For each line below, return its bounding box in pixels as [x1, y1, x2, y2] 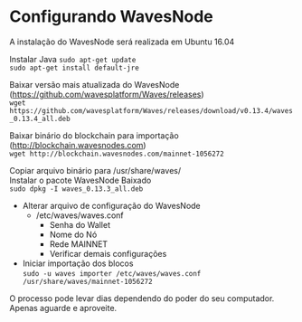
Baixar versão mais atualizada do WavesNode [9, 79, 180, 90]
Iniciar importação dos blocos [22, 258, 134, 269]
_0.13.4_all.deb [9, 114, 71, 123]
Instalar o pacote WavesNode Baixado [9, 175, 152, 185]
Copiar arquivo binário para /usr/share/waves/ [9, 165, 182, 175]
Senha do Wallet [49, 219, 111, 230]
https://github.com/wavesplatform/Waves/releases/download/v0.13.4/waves [9, 106, 294, 115]
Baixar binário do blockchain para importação [9, 129, 179, 141]
